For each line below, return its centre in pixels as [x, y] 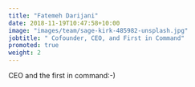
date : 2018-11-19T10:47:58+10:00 [64, 23]
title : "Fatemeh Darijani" [53, 16]
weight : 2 [25, 53]
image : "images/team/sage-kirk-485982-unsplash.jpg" [98, 30]
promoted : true [34, 45]
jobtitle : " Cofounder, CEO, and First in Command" [96, 38]
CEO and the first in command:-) [62, 75]
